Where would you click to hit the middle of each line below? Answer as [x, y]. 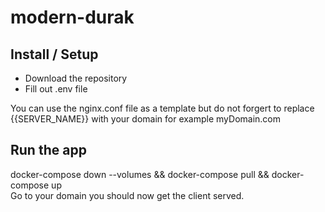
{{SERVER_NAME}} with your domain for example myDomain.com [146, 119]
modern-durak [72, 17]
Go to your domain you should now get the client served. [127, 195]
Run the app [48, 150]
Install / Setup [54, 54]
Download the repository [76, 78]
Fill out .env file [56, 89]
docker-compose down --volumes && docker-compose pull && [140, 174]
